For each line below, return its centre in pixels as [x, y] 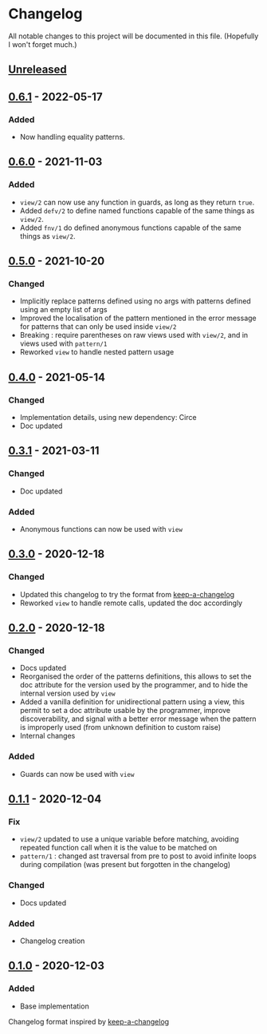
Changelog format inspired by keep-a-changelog [89, 1021]
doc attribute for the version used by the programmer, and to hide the [134, 685]
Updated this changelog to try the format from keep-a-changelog [127, 594]
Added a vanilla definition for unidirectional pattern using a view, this [132, 702]
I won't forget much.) [43, 44]
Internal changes [47, 736]
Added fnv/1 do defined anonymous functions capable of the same [130, 228]
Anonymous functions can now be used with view [101, 529]
